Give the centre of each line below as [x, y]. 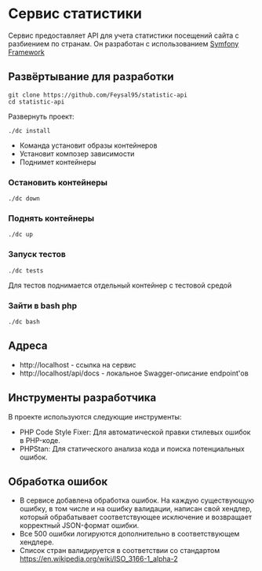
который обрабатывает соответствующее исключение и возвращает [136, 517]
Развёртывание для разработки [91, 77]
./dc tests [26, 271]
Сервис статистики [75, 14]
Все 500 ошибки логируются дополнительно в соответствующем [129, 534]
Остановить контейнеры [58, 182]
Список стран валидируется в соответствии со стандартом [120, 551]
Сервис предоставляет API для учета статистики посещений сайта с [124, 35]
